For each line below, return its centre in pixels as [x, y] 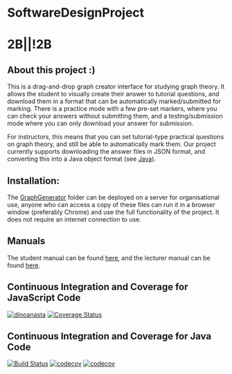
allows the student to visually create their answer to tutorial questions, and [113, 94]
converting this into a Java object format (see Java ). [82, 159]
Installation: [34, 180]
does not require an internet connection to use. [74, 219]
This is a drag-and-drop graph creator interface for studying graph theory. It [116, 87]
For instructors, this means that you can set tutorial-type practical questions [116, 137]
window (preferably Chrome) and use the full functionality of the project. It [113, 212]
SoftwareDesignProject [76, 13]
